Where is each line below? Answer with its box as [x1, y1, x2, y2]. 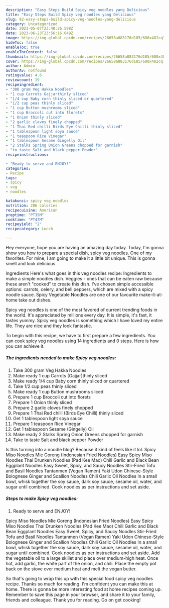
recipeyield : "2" [6, 222, 42, 227]
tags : [6, 175, 17, 180]
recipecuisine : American [6, 208, 58, 213]
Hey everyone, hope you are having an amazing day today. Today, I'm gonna [6, 245, 164, 250]
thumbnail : [6, 54, 29, 59]
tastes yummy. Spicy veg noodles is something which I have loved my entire [6, 318, 163, 323]
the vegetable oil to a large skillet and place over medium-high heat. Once [6, 555, 158, 561]
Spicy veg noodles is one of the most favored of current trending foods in [6, 307, 157, 313]
